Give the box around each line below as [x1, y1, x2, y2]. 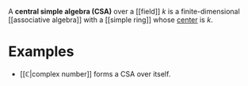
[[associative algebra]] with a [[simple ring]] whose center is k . [8, 15, 213, 24]
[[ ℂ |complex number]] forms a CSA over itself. [19, 69, 171, 78]
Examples [8, 43, 74, 61]
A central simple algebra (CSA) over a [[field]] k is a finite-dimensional [8, 7, 240, 16]
